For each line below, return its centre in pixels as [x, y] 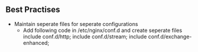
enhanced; [36, 43]
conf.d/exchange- [170, 36]
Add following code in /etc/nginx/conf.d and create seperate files [103, 30]
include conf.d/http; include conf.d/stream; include [85, 36]
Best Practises [33, 10]
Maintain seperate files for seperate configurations [76, 24]
